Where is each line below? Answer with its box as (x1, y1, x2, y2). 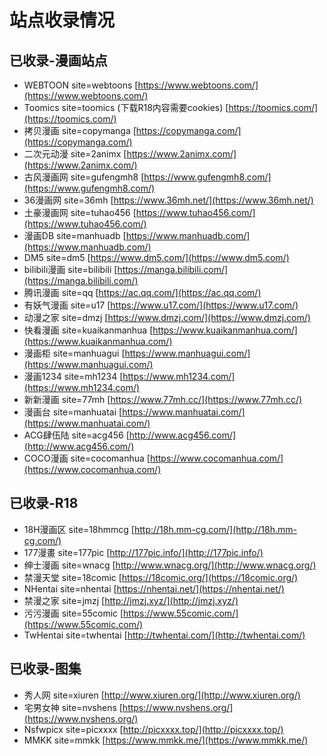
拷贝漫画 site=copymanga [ (23, 125, 137, 136)
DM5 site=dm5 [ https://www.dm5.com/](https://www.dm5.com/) (23, 252, 290, 263)
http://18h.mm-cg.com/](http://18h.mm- (133, 523, 298, 535)
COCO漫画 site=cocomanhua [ (23, 452, 151, 464)
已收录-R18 (9, 495, 79, 512)
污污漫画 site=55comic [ (23, 607, 124, 619)
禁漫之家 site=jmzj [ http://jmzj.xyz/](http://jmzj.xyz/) (23, 594, 239, 606)
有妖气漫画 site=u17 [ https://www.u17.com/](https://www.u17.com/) (23, 299, 299, 311)
